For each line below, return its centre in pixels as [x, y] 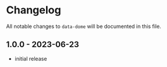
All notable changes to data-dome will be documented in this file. [83, 26]
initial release [31, 58]
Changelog [34, 10]
